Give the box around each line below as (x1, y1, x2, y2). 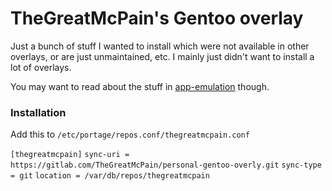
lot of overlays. (10, 61, 72, 73)
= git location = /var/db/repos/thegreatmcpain (10, 171, 210, 181)
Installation (10, 105, 67, 119)
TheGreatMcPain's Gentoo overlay (10, 7, 304, 30)
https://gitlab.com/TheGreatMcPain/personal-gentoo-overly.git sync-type (10, 160, 322, 171)
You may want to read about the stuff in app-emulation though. (10, 80, 270, 92)
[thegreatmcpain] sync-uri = (10, 150, 130, 160)
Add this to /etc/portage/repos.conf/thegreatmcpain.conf (10, 128, 250, 141)
